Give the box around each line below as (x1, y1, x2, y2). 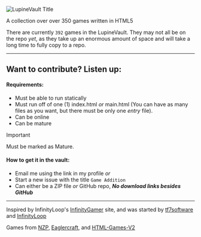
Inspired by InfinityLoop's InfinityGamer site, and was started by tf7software (6, 206, 193, 213)
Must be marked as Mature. (6, 143, 74, 150)
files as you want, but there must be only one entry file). (14, 107, 153, 114)
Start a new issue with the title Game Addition (14, 176, 126, 183)
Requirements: (6, 81, 44, 88)
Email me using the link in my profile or (14, 170, 111, 177)
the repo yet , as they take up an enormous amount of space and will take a (6, 35, 190, 42)
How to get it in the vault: (6, 156, 70, 164)
